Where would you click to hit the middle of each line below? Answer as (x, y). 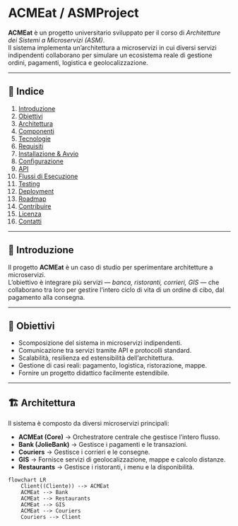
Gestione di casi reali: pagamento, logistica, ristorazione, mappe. (113, 366)
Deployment (36, 191)
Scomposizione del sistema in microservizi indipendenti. (100, 343)
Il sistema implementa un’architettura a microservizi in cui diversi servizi (113, 47)
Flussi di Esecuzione (48, 176)
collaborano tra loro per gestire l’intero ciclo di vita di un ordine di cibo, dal (116, 290)
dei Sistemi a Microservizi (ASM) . (56, 40)
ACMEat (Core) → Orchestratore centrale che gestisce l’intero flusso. (119, 437)
